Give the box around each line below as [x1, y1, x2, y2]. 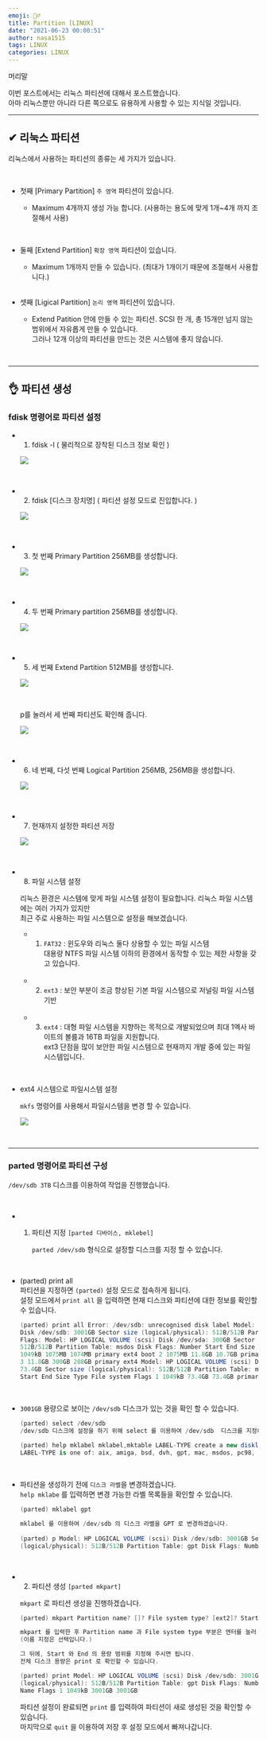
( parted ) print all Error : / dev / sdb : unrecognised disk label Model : [19, 1321, 256, 1329]
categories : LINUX [8, 48, 69, 56]
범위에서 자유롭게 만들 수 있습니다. [31, 323, 138, 334]
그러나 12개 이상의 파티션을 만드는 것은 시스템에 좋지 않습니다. [31, 334, 224, 343]
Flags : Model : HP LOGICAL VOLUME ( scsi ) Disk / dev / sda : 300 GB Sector [19, 1336, 256, 1344]
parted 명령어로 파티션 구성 [8, 1160, 108, 1172]
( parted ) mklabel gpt [19, 1505, 91, 1514]
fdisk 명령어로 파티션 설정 [8, 412, 102, 423]
